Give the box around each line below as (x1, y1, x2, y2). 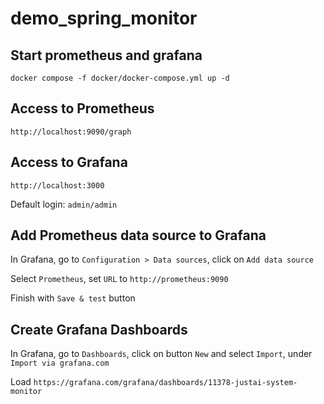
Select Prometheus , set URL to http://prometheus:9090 (10, 273, 229, 285)
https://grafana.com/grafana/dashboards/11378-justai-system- (33, 378, 298, 388)
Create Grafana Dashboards (10, 321, 188, 338)
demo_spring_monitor (10, 7, 198, 30)
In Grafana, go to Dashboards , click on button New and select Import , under (10, 348, 313, 360)
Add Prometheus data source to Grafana (10, 227, 267, 244)
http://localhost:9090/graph (10, 127, 132, 137)
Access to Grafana (10, 154, 128, 171)
